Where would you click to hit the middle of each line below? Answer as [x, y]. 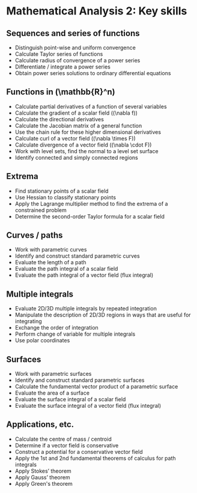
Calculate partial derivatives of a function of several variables [91, 106]
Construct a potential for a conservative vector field [79, 452]
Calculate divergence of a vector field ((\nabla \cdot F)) [83, 145]
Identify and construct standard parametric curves [77, 256]
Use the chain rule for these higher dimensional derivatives [88, 132]
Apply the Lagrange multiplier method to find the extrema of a [91, 204]
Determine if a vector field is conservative [67, 445]
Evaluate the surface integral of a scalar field [70, 399]
